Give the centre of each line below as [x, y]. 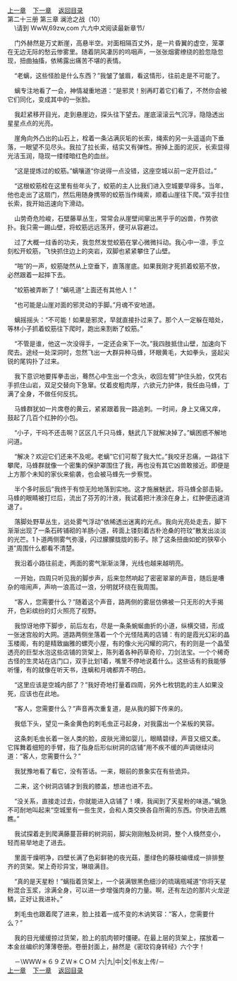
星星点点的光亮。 [32, 123]
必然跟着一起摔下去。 [38, 275]
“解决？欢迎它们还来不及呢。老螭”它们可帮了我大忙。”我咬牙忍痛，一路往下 [122, 456]
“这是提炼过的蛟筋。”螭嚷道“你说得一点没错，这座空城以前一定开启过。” [115, 171]
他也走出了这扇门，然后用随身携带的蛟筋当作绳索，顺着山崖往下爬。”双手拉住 [119, 195]
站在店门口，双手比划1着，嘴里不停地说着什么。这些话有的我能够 [132, 661]
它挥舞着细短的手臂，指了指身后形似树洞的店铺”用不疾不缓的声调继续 [108, 747]
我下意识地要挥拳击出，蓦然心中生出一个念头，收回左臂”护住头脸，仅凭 [117, 376]
